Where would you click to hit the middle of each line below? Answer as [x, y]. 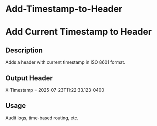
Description [24, 50]
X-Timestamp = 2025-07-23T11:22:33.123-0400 [55, 90]
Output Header [29, 78]
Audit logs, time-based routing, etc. [42, 118]
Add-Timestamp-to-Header [64, 9]
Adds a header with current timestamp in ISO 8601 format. [65, 62]
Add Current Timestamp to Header [78, 32]
